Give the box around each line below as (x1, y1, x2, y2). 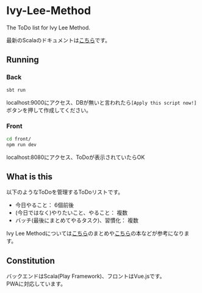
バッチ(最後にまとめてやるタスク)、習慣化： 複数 (15, 217, 139, 224)
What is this (6, 171, 53, 182)
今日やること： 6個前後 (15, 201, 74, 209)
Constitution (6, 255, 55, 266)
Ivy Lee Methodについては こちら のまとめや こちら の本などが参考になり (6, 230, 184, 237)
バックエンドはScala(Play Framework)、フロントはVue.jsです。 (6, 273, 165, 280)
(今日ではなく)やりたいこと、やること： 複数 (15, 209, 128, 217)
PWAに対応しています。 (6, 280, 66, 287)
